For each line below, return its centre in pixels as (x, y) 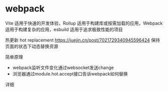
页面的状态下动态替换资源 (32, 46)
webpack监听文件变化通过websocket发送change (63, 67)
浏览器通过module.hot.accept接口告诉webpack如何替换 (70, 73)
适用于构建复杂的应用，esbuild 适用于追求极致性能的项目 (64, 29)
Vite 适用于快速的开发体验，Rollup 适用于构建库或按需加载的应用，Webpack (84, 23)
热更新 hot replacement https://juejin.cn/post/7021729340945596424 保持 (82, 40)
